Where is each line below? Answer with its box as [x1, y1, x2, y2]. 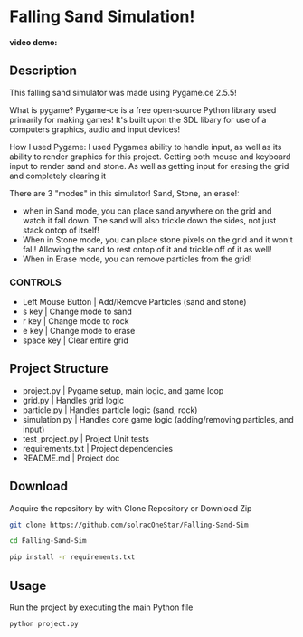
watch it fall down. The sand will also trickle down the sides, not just [22, 214, 277, 225]
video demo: [9, 36, 58, 47]
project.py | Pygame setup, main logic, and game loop [22, 385, 224, 395]
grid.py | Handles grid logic [22, 395, 125, 405]
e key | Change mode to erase [22, 325, 136, 336]
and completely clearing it [9, 170, 107, 181]
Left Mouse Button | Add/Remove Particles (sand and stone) [22, 296, 247, 307]
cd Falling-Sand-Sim [9, 537, 88, 546]
